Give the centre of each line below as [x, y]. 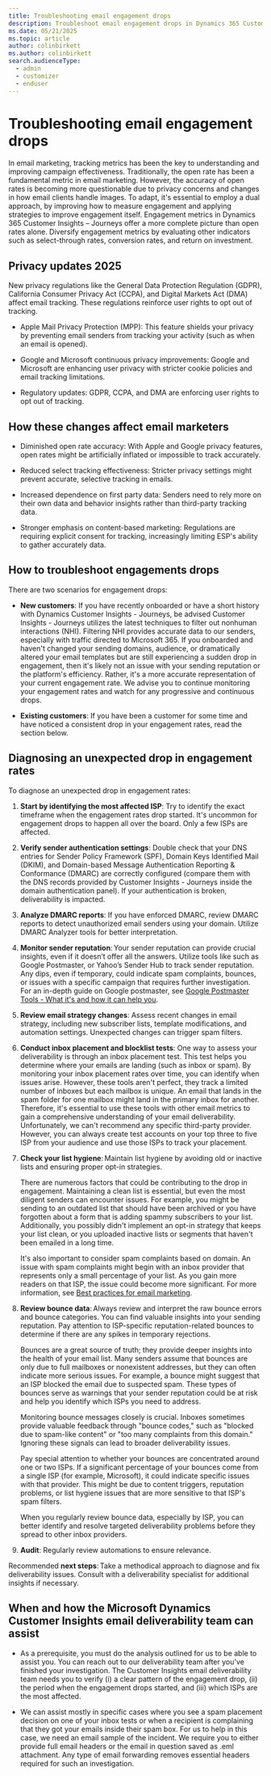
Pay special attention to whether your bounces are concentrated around [140, 1458]
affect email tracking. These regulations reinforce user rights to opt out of [130, 303]
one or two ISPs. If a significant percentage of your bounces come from [139, 1467]
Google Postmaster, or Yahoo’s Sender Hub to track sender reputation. [137, 964]
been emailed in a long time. [67, 1242]
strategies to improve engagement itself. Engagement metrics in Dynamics [132, 214]
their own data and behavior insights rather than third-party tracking [133, 503]
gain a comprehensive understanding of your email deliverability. [128, 1117]
